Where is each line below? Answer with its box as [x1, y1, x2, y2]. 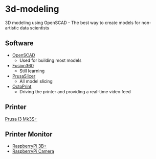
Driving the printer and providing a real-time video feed [19, 88, 131, 94]
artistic [5, 25, 19, 30]
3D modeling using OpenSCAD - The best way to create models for [5, 20, 141, 26]
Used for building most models [19, 57, 82, 63]
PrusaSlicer [12, 73, 36, 79]
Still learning [19, 68, 45, 74]
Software [5, 39, 34, 48]
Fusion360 [12, 62, 34, 68]
